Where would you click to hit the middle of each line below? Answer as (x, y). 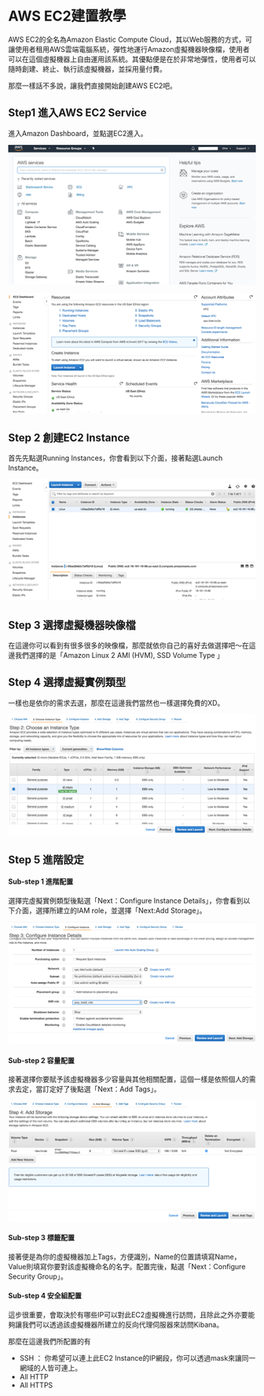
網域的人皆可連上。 (51, 1368)
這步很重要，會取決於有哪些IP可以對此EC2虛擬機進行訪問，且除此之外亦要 (128, 1315)
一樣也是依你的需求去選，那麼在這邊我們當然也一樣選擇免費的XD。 (116, 703)
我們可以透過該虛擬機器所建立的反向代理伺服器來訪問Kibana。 (123, 1325)
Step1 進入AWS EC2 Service (77, 113)
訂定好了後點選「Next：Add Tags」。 (101, 1089)
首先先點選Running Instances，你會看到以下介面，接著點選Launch (115, 458)
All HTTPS (36, 1385)
